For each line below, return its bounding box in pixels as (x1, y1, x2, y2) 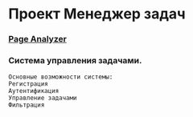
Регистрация (8, 80, 48, 88)
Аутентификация (8, 87, 60, 95)
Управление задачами (8, 94, 78, 103)
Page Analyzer (8, 34, 67, 45)
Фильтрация (8, 101, 45, 109)
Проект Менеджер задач (8, 5, 186, 23)
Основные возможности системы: (8, 73, 113, 81)
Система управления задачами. (8, 55, 142, 67)
